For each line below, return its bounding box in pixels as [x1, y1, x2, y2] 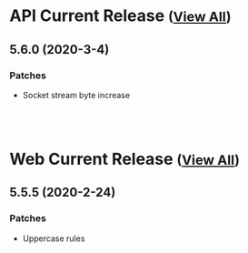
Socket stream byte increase [22, 89, 130, 100]
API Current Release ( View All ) [9, 5, 232, 26]
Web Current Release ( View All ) [9, 149, 241, 169]
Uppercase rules [22, 233, 85, 244]
